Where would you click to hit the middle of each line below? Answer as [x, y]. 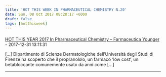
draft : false [19, 19]
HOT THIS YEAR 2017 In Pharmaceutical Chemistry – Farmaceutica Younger [82, 39]
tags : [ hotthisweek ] [26, 23]
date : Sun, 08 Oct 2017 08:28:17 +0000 [46, 14]
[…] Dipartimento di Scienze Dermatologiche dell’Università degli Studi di [79, 54]
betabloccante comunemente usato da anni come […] [60, 64]
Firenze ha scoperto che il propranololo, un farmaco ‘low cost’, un [72, 59]
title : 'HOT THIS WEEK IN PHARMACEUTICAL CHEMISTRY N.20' [66, 10]
